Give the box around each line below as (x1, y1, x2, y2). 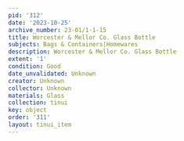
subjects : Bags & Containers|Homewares (8, 41, 139, 49)
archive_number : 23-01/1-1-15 (8, 26, 107, 34)
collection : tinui (8, 99, 68, 107)
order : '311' (8, 114, 51, 121)
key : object (8, 107, 47, 114)
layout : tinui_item (8, 121, 72, 128)
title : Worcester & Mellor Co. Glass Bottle (8, 33, 156, 42)
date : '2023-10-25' (8, 19, 72, 27)
